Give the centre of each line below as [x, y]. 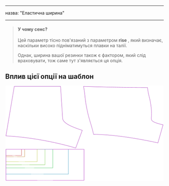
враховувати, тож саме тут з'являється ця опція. [70, 61]
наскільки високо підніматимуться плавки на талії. [72, 46]
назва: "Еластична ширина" [35, 13]
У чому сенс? [32, 29]
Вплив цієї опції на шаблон [50, 76]
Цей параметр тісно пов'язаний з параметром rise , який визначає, [90, 40]
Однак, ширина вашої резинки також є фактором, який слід [81, 55]
